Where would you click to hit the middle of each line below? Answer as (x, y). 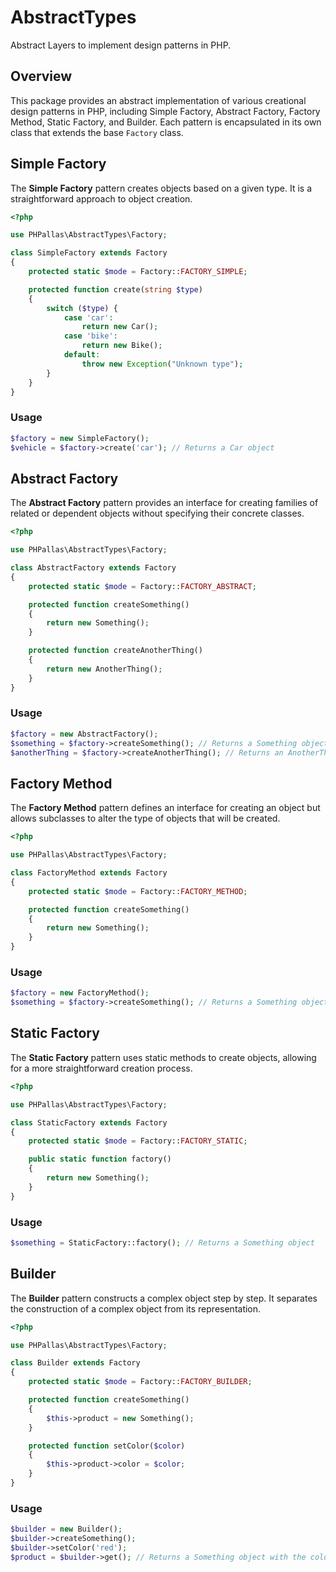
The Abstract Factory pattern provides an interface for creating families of (164, 503)
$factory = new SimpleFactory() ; (80, 438)
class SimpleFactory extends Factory (89, 253)
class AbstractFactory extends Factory (93, 568)
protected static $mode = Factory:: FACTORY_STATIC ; (138, 1141)
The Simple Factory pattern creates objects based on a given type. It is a (161, 188)
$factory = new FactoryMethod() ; (80, 993)
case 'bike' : (90, 336)
